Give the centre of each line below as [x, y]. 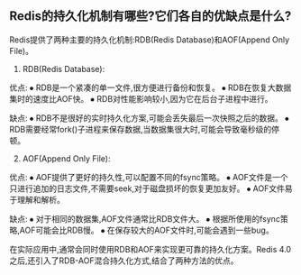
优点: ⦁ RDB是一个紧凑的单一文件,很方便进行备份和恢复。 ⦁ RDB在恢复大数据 [150, 87]
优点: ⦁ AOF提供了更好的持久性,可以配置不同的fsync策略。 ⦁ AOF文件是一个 [149, 177]
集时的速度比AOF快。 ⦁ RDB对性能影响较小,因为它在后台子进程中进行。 [141, 98]
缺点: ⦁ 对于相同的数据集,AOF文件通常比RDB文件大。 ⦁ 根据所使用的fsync [145, 218]
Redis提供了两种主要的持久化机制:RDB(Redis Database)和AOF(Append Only [150, 40]
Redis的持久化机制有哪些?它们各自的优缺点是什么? [150, 16]
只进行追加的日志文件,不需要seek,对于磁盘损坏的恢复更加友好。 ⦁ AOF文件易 [151, 188]
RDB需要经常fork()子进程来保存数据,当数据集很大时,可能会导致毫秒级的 [141, 129]
